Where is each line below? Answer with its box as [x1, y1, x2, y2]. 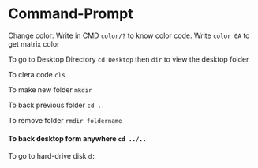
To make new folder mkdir [8, 84, 92, 95]
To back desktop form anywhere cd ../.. [8, 133, 147, 143]
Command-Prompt [8, 5, 133, 23]
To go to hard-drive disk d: [8, 151, 96, 161]
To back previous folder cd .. [8, 100, 105, 110]
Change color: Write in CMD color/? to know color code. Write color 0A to [8, 31, 250, 40]
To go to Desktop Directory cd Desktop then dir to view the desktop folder [8, 54, 249, 64]
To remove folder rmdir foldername [8, 115, 122, 125]
